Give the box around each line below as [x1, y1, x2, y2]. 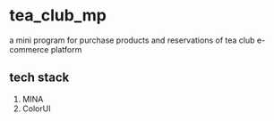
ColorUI [21, 103, 51, 114]
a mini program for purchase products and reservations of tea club [9, 35, 255, 45]
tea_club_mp [9, 5, 107, 26]
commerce [9, 44, 49, 54]
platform [50, 44, 82, 54]
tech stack [9, 70, 70, 85]
